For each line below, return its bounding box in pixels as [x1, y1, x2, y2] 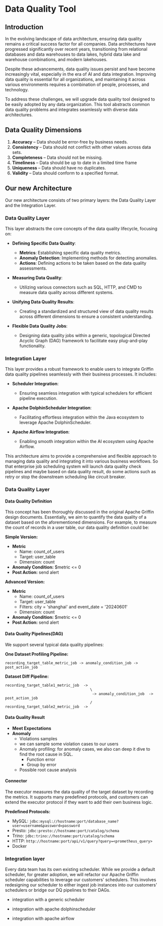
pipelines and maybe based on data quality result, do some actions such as [5, 469, 156, 475]
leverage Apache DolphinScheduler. [19, 420, 91, 425]
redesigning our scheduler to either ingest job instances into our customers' [5, 882, 157, 888]
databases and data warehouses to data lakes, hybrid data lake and [5, 51, 141, 57]
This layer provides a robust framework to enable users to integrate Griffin [5, 366, 154, 372]
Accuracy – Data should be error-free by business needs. [12, 139, 128, 145]
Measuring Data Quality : [12, 274, 63, 280]
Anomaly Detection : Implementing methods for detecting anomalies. [19, 255, 158, 261]
